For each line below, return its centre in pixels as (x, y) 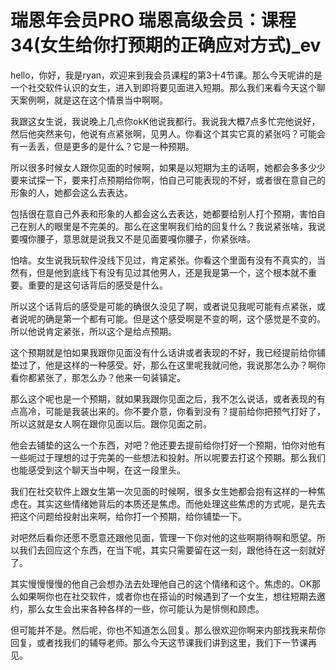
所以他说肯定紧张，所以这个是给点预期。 (93, 331)
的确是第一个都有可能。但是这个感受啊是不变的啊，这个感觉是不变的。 (181, 318)
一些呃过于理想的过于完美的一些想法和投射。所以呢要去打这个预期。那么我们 (168, 457)
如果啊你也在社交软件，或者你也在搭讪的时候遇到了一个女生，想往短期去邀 (172, 596)
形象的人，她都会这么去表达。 (71, 192)
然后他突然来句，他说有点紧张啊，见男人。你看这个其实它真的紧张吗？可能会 (168, 133)
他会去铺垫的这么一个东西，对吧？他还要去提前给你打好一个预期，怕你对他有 (168, 445)
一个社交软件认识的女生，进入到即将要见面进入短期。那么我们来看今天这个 (163, 87)
